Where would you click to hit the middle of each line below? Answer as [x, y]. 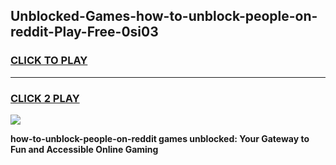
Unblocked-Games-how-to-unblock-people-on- [164, 16]
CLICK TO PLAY [49, 61]
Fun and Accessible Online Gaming [84, 149]
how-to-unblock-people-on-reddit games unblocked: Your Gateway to [160, 138]
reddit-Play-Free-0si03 [84, 32]
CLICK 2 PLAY [45, 98]
